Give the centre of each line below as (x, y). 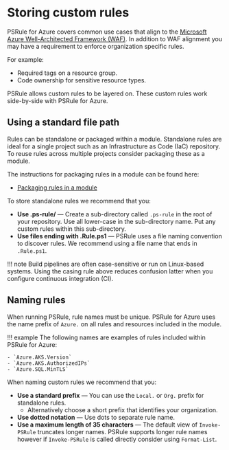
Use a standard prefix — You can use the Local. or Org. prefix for (110, 395)
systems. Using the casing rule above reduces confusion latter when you (110, 271)
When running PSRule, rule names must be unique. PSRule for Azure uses (111, 317)
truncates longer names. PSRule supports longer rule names (122, 431)
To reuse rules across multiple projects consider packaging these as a (106, 153)
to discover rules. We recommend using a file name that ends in (107, 243)
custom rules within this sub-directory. (72, 229)
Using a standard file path (63, 123)
